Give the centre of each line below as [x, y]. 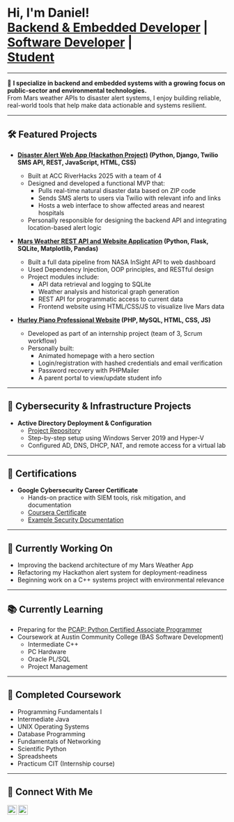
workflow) [42, 341]
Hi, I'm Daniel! [48, 13]
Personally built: [51, 348]
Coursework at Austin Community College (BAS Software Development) [120, 637]
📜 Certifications [42, 473]
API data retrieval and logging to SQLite [95, 284]
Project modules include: [63, 277]
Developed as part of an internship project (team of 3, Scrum [115, 333]
